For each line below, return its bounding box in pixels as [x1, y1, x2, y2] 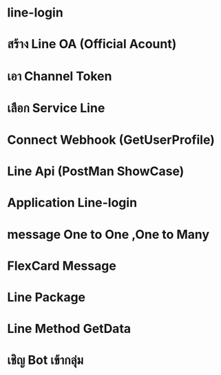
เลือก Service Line [7, 100, 105, 116]
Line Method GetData [7, 321, 131, 336]
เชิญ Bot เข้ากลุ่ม [7, 352, 84, 368]
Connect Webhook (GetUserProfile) [7, 132, 215, 147]
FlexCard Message [7, 258, 117, 273]
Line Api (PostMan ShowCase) [7, 164, 185, 180]
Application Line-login [7, 195, 138, 211]
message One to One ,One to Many [7, 226, 210, 242]
